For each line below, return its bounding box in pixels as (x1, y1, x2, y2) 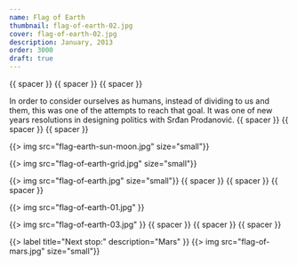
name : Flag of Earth (9, 12, 86, 22)
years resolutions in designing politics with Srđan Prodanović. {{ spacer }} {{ (9, 114, 289, 125)
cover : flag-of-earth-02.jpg (9, 29, 117, 38)
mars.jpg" (9, 246, 45, 256)
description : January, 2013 (9, 37, 114, 47)
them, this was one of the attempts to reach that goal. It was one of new (9, 105, 273, 115)
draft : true (9, 54, 53, 63)
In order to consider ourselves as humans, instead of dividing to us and (9, 96, 269, 106)
